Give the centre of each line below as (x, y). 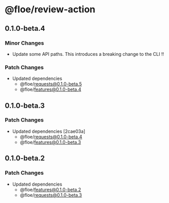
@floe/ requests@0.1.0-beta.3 (51, 195)
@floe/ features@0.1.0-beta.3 (50, 142)
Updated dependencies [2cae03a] (49, 131)
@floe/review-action (50, 9)
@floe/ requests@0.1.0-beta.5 (51, 84)
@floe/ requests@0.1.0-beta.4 (51, 136)
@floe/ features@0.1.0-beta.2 (50, 189)
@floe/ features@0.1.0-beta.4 (51, 89)
